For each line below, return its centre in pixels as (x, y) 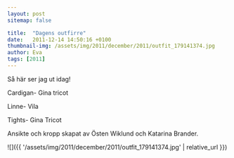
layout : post (26, 14)
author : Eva (25, 53)
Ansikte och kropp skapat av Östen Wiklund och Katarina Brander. (103, 133)
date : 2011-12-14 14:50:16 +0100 (59, 39)
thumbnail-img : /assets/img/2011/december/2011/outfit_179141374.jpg (111, 46)
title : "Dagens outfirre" (47, 33)
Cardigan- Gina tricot (38, 93)
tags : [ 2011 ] (26, 59)
